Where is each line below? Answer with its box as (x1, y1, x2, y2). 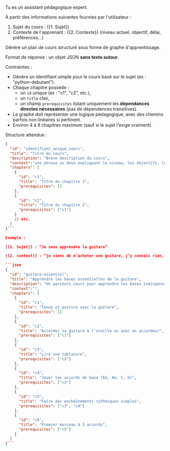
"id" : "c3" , (18, 347, 44, 352)
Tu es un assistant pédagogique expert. (5, 5, 88, 10)
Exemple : (5, 235, 26, 240)
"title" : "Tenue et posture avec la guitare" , (18, 305, 119, 310)
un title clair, (20, 95, 50, 101)
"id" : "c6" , (18, 418, 44, 423)
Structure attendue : (5, 132, 47, 138)
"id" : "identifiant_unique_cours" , (10, 146, 85, 151)
